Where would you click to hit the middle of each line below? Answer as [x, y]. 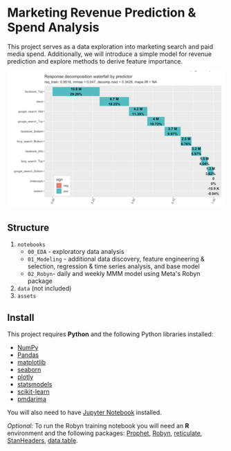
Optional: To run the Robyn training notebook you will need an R [98, 426]
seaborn [29, 370]
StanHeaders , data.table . [43, 441]
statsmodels [35, 385]
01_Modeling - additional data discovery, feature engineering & [116, 259]
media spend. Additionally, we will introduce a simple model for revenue [110, 54]
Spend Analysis [53, 27]
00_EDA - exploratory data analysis [76, 252]
